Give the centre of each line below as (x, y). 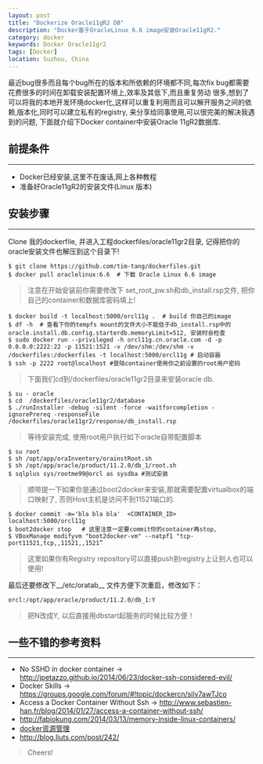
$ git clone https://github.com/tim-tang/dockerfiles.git (104, 266)
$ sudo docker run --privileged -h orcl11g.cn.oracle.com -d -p (115, 340)
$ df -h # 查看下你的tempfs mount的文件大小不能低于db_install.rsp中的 (120, 324)
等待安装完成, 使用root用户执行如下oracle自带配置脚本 (114, 437)
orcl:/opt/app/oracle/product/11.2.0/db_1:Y (82, 600)
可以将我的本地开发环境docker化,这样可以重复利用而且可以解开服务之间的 (126, 102)
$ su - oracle (31, 393)
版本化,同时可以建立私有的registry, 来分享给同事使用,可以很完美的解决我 (132, 111)
